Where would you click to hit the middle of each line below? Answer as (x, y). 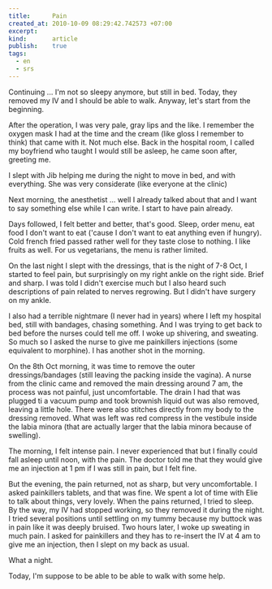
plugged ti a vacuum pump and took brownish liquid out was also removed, (134, 401)
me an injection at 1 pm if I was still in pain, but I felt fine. (103, 468)
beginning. (26, 109)
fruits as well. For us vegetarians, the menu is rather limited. (108, 249)
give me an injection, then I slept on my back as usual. (99, 544)
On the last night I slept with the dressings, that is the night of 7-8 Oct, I (128, 266)
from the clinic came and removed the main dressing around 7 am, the (126, 383)
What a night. (31, 560)
